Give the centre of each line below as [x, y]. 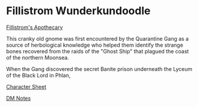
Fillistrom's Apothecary [35, 27]
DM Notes [18, 98]
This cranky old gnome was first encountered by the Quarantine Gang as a [98, 38]
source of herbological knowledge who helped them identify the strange [95, 45]
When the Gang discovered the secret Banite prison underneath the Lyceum [99, 69]
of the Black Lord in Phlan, [38, 75]
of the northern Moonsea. [38, 57]
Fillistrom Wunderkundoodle [78, 11]
